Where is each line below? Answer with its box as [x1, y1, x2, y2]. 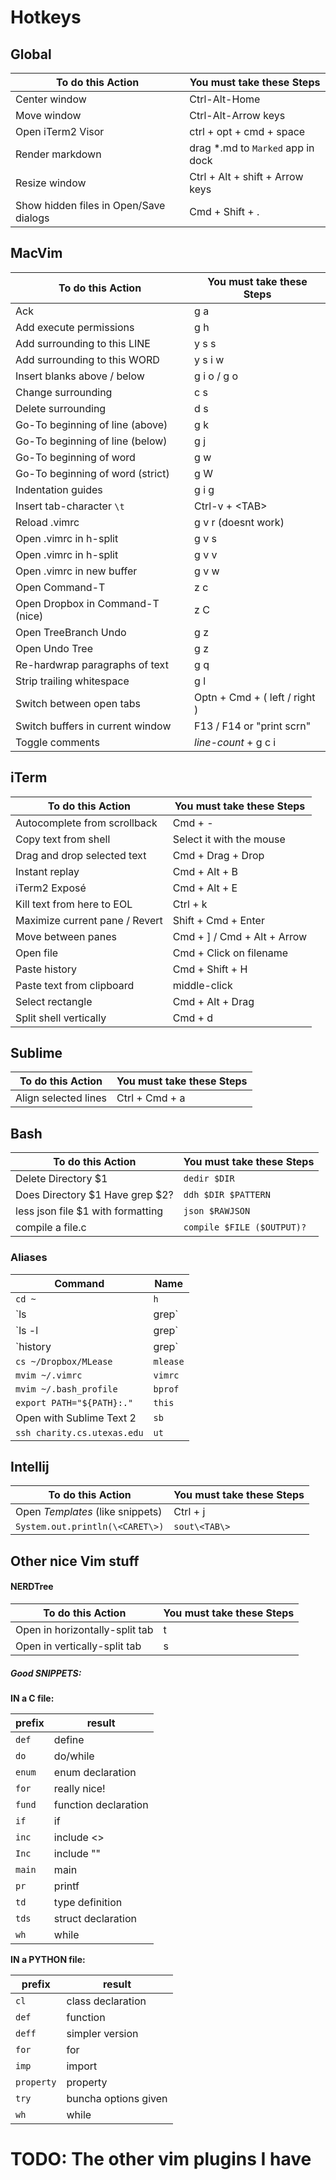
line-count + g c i [194, 735, 277, 749]
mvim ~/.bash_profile [15, 1383, 118, 1395]
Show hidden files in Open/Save [15, 199, 166, 212]
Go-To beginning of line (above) [15, 417, 168, 431]
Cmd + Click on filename [172, 946, 289, 960]
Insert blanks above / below [15, 369, 145, 383]
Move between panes [15, 929, 118, 943]
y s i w [194, 352, 225, 366]
